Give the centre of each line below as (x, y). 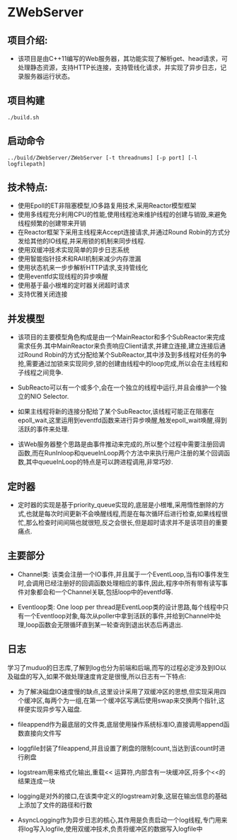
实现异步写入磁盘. (56, 709)
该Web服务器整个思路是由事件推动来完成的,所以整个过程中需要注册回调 (121, 444)
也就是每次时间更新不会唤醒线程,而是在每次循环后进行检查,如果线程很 (127, 513)
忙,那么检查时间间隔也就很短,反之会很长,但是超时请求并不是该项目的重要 (122, 523)
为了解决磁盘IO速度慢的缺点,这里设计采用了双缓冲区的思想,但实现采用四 (122, 691)
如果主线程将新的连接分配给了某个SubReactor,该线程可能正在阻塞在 (116, 412)
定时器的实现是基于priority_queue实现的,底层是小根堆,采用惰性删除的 (117, 505)
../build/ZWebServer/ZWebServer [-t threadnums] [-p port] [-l (103, 158)
